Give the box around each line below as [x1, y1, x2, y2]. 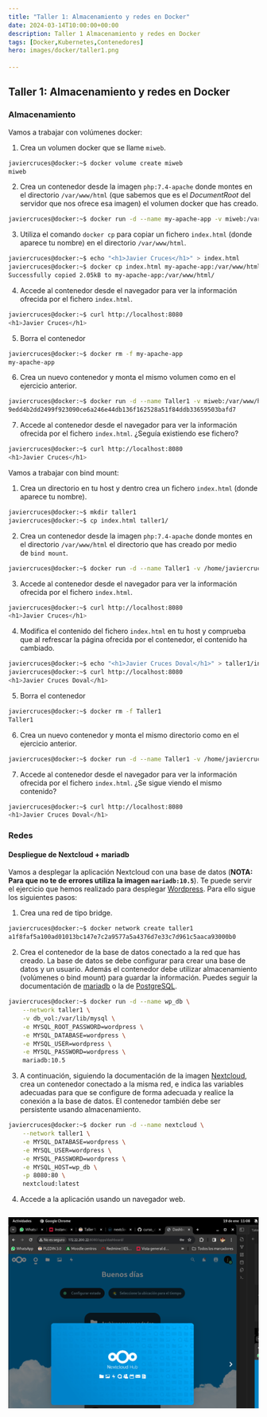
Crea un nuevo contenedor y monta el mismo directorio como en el [19, 730, 240, 740]
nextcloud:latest [22, 1180, 80, 1188]
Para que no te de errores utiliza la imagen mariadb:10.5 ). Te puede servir [8, 876, 252, 886]
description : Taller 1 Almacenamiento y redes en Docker [8, 29, 201, 37]
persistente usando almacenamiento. [19, 1105, 141, 1114]
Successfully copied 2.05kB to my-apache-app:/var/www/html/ [8, 272, 215, 280]
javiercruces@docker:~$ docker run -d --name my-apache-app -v [8, 215, 222, 223]
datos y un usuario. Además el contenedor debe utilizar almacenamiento [19, 965, 257, 974]
